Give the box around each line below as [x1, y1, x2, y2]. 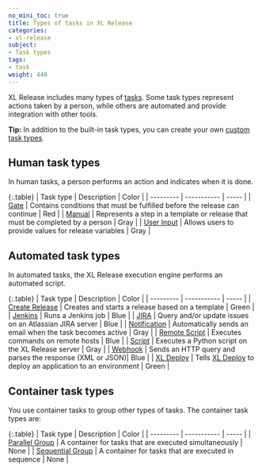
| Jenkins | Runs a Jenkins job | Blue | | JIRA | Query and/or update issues [8, 311, 249, 320]
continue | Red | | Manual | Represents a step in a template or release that [8, 209, 248, 219]
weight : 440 [8, 71, 47, 79]
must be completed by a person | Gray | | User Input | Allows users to [8, 217, 234, 227]
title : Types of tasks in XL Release [8, 19, 133, 27]
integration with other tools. [8, 109, 98, 119]
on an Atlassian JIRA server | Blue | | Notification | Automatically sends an [8, 319, 249, 329]
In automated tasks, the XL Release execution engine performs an [8, 271, 223, 280]
